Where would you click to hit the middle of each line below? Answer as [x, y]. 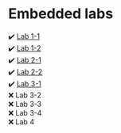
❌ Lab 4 [21, 122]
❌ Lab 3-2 [25, 95]
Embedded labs [61, 14]
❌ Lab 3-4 [25, 112]
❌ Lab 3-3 [25, 104]
